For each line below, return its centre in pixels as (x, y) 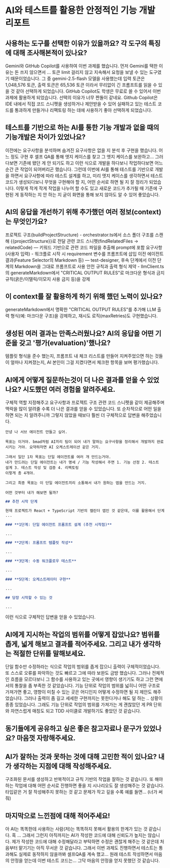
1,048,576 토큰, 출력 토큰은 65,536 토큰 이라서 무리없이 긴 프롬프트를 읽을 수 (81, 85)
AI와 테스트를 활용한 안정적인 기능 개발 (80, 10)
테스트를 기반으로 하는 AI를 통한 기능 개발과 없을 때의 (82, 128)
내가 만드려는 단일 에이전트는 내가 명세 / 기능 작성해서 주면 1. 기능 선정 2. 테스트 (82, 463)
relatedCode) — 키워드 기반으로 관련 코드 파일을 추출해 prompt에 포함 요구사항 (84, 247)
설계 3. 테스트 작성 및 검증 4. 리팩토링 (42, 468)
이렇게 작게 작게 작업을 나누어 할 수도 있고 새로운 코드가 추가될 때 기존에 (87, 188)
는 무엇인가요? (26, 221)
